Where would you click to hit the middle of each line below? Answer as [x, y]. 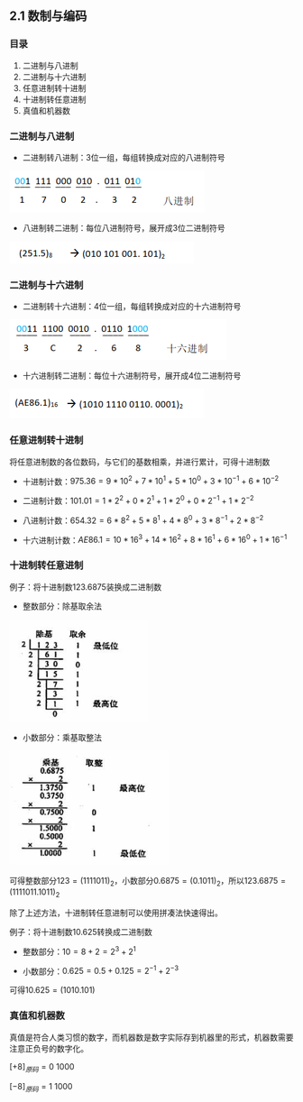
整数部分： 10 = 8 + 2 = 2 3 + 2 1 [79, 951]
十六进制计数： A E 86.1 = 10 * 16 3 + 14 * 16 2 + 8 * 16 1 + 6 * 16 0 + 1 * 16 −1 [155, 539]
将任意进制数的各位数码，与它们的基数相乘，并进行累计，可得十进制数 [140, 462]
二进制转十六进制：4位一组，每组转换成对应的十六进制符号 [132, 307]
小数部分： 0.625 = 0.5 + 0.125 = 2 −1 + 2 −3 [101, 970]
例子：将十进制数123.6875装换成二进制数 [86, 587]
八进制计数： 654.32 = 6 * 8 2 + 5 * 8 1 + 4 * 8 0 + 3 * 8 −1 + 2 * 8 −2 [143, 519]
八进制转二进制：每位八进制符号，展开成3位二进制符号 [124, 227]
